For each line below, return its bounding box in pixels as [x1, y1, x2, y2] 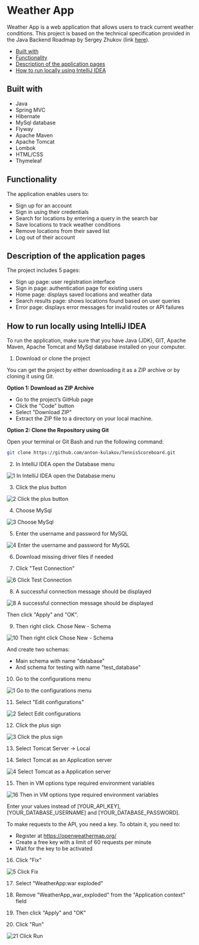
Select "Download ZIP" [15, 409, 72, 416]
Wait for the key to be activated [15, 845, 93, 852]
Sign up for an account [15, 201, 72, 209]
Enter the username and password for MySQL [15, 530, 128, 537]
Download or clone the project [15, 355, 90, 362]
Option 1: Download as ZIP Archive [7, 384, 94, 392]
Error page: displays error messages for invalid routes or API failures [15, 304, 185, 311]
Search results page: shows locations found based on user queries [15, 297, 180, 305]
